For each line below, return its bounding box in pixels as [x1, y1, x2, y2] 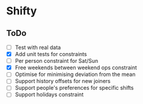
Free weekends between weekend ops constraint [14, 64, 137, 71]
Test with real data [14, 44, 61, 51]
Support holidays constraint [14, 91, 84, 98]
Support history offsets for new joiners [14, 78, 111, 85]
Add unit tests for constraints [14, 51, 87, 58]
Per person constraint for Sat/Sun [14, 57, 99, 65]
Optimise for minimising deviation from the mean [14, 71, 136, 78]
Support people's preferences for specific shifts [14, 84, 134, 91]
